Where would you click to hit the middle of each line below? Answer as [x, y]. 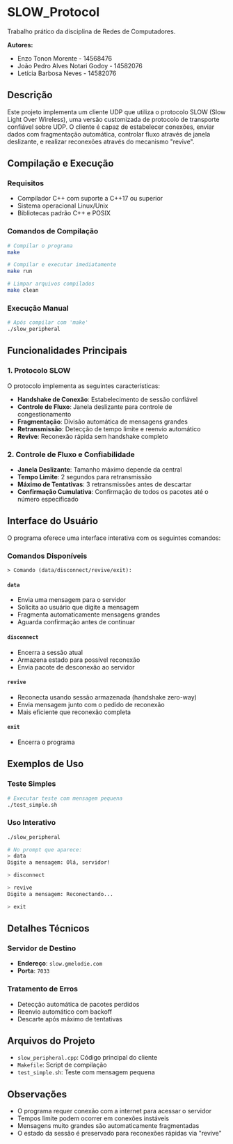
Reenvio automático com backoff [65, 1012]
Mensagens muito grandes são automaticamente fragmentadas [108, 1126]
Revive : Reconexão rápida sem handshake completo [93, 436]
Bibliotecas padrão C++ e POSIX [64, 213]
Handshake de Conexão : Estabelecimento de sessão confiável [107, 399]
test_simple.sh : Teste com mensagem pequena [86, 1072]
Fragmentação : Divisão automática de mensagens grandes [102, 422]
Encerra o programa [46, 742]
